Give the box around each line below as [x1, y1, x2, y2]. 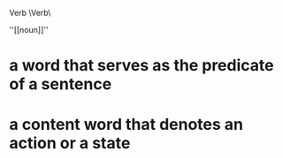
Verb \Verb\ [9, 8, 51, 18]
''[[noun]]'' [9, 25, 49, 34]
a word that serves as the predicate [9, 56, 274, 76]
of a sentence [9, 74, 112, 94]
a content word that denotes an [9, 115, 244, 135]
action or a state [9, 133, 131, 154]
